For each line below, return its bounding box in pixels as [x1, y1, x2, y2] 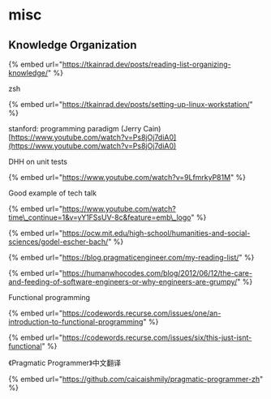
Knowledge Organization [8, 38, 137, 52]
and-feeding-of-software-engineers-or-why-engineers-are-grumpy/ [8, 277, 238, 286]
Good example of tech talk [8, 188, 97, 198]
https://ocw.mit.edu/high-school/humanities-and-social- [62, 229, 251, 238]
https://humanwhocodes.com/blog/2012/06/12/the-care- [62, 268, 253, 277]
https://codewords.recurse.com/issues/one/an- [62, 308, 222, 318]
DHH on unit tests [8, 157, 67, 166]
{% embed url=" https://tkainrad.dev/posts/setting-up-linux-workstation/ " [8, 100, 253, 109]
